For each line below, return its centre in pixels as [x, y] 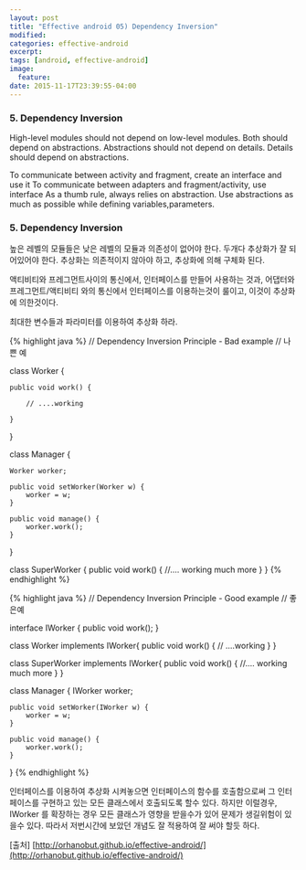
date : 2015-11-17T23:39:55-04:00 [73, 86]
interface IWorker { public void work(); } [84, 628]
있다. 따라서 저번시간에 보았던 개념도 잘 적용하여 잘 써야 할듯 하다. [143, 826]
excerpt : [26, 52]
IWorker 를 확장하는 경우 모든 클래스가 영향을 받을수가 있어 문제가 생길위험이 [146, 814]
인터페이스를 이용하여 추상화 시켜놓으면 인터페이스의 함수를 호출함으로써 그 [142, 791]
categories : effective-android [69, 43]
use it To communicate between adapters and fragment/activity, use [138, 185]
